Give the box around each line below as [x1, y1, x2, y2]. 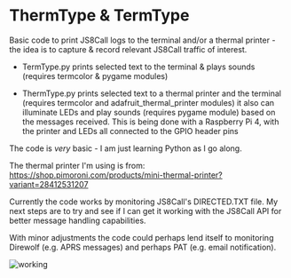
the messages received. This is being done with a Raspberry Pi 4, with [21, 116, 279, 127]
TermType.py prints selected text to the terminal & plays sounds [21, 61, 256, 72]
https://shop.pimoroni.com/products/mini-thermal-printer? [9, 170, 224, 180]
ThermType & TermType [9, 5, 190, 26]
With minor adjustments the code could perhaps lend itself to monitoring [9, 232, 274, 242]
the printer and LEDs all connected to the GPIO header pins [21, 125, 239, 136]
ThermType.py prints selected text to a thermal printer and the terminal [21, 88, 282, 99]
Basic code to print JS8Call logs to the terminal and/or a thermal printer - [9, 35, 276, 45]
